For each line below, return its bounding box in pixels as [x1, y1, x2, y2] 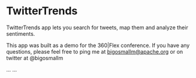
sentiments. [6, 30, 35, 37]
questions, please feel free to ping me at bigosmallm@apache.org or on [6, 48, 183, 55]
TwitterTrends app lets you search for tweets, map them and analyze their [6, 24, 189, 31]
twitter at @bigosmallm [6, 54, 64, 61]
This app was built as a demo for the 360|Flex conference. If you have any [6, 42, 190, 49]
